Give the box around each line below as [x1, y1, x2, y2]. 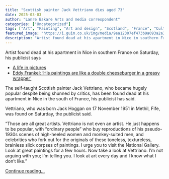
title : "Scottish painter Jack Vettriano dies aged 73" [5, 7, 125, 13]
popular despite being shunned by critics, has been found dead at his [5, 90, 149, 96]
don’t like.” [5, 158, 28, 164]
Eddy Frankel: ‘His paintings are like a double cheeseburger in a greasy [12, 70, 160, 76]
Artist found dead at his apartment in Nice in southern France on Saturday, [5, 49, 159, 55]
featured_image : [5, 31, 39, 36]
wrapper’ [12, 75, 32, 81]
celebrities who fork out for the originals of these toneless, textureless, [5, 137, 152, 143]
